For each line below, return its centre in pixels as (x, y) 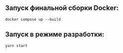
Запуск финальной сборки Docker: (62, 8)
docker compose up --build (33, 19)
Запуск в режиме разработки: (55, 35)
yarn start (16, 46)
